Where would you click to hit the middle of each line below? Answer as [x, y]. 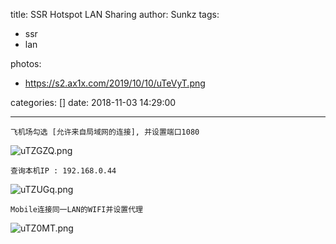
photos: [26, 63]
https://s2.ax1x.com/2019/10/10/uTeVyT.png [115, 83]
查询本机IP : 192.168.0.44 [63, 171]
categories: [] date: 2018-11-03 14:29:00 [93, 102]
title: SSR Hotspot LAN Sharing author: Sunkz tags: [115, 14]
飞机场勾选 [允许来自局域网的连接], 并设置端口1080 [105, 132]
